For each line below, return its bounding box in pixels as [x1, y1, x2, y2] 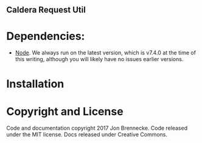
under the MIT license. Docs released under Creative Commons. [6, 131, 168, 138]
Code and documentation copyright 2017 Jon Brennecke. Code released [6, 124, 187, 132]
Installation [6, 77, 64, 90]
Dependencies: [6, 29, 85, 43]
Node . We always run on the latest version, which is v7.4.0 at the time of [15, 49, 197, 56]
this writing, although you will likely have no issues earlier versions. [15, 56, 184, 63]
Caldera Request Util [6, 5, 86, 15]
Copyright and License [6, 104, 124, 118]
